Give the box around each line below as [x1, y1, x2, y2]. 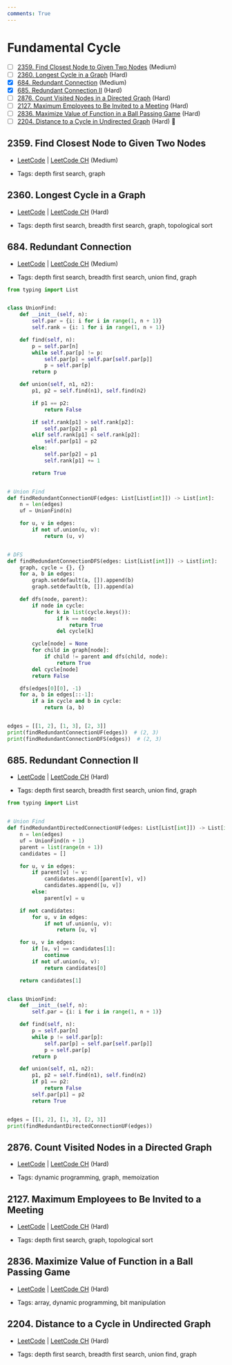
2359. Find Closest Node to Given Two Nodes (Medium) [17, 63, 177, 71]
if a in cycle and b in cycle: [32, 698, 122, 705]
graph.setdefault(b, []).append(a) [32, 583, 135, 590]
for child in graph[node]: [32, 647, 110, 654]
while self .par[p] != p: [32, 349, 104, 356]
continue [43, 952, 70, 959]
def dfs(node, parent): [19, 596, 88, 603]
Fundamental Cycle [7, 39, 121, 55]
